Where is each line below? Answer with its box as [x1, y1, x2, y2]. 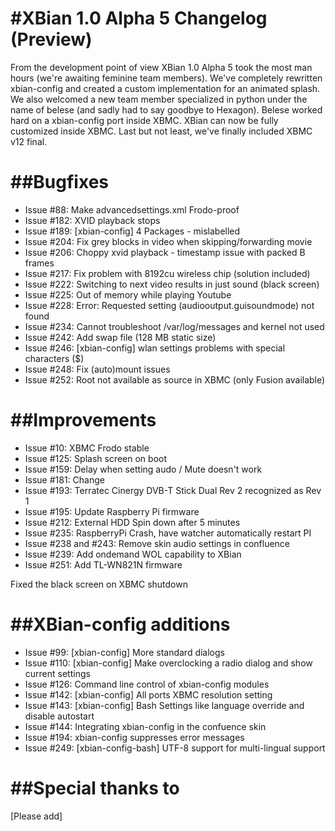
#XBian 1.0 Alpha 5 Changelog [10, 7, 268, 30]
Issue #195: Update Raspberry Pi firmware [24, 505, 200, 517]
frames [24, 257, 55, 269]
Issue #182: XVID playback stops [24, 214, 161, 226]
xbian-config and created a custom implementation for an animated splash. [10, 82, 321, 94]
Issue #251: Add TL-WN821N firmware [24, 558, 183, 571]
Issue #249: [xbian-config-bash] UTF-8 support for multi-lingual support [24, 742, 326, 754]
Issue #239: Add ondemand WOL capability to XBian [24, 548, 242, 560]
